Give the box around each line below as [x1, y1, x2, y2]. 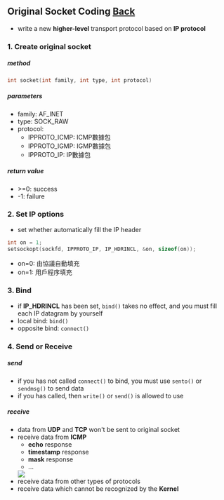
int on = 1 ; [7, 238, 42, 246]
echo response [27, 440, 72, 448]
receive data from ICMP [17, 433, 87, 441]
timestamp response [27, 447, 89, 456]
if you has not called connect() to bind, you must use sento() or [17, 377, 202, 385]
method [7, 59, 31, 67]
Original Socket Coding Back [7, 6, 136, 18]
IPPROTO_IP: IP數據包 [27, 150, 91, 158]
